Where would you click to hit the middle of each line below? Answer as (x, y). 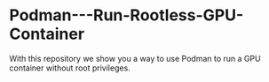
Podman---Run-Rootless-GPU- (127, 15)
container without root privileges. (70, 68)
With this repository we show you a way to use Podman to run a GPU (135, 58)
